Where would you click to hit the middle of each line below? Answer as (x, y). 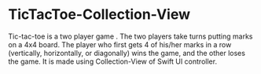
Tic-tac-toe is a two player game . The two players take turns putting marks (130, 36)
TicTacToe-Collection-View (99, 15)
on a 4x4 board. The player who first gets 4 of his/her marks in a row (120, 44)
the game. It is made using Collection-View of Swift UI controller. (113, 61)
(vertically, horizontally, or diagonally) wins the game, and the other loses (127, 53)
